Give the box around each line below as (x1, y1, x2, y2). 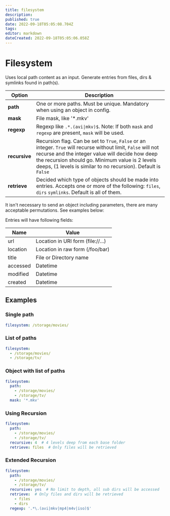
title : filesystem (5, 7, 44, 13)
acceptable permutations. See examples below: (5, 207, 105, 213)
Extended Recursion (5, 457, 57, 464)
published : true (5, 17, 39, 22)
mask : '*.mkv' (10, 398, 39, 403)
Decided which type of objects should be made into (36, 176, 159, 183)
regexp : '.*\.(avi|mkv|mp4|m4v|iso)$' (10, 506, 92, 511)
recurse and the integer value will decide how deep (36, 150, 158, 157)
